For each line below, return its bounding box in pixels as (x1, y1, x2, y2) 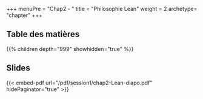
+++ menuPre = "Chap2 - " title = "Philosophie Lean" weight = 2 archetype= (6, 5, 198, 12)
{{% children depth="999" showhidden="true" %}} (6, 45, 134, 52)
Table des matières (6, 29, 80, 39)
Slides (6, 63, 30, 73)
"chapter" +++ (6, 12, 43, 19)
